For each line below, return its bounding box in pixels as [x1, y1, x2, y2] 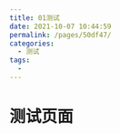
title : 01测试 [9, 13, 61, 23]
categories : [9, 38, 55, 48]
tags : [9, 56, 30, 65]
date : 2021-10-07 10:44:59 [9, 22, 112, 31]
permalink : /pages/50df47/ [9, 30, 112, 39]
